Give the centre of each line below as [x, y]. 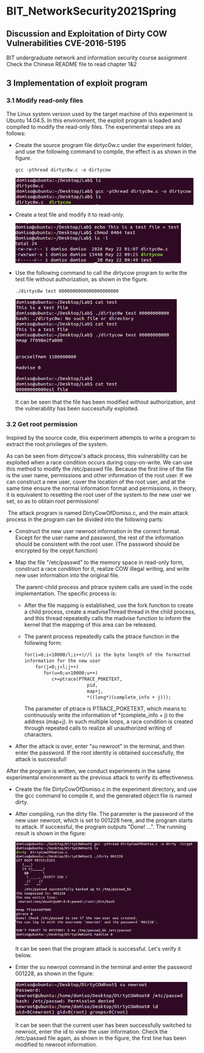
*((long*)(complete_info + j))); [129, 697]
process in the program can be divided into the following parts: [85, 519]
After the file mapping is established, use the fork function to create [109, 605]
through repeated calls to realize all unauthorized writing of [98, 728]
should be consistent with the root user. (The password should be [97, 544]
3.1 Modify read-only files [45, 100]
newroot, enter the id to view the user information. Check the [91, 1031]
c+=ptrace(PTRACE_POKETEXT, [87, 679]
